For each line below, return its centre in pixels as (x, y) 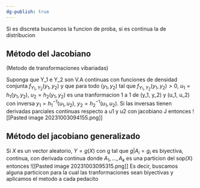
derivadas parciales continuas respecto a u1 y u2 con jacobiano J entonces (99, 111)
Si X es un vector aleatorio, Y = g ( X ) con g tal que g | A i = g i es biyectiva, (95, 151)
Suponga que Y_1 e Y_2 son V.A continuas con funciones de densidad (92, 80)
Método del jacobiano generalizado (73, 136)
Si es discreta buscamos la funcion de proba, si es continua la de (86, 29)
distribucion (21, 35)
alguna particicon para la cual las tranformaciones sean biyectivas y (90, 172)
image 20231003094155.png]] (66, 118)
